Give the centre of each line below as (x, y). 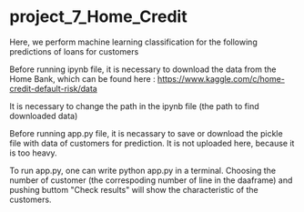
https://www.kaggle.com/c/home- (221, 78)
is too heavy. (33, 153)
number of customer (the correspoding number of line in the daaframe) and (151, 180)
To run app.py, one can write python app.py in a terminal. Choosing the (142, 170)
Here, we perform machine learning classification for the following (133, 42)
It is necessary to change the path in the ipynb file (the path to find (134, 106)
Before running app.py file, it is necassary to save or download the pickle (147, 133)
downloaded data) (44, 116)
